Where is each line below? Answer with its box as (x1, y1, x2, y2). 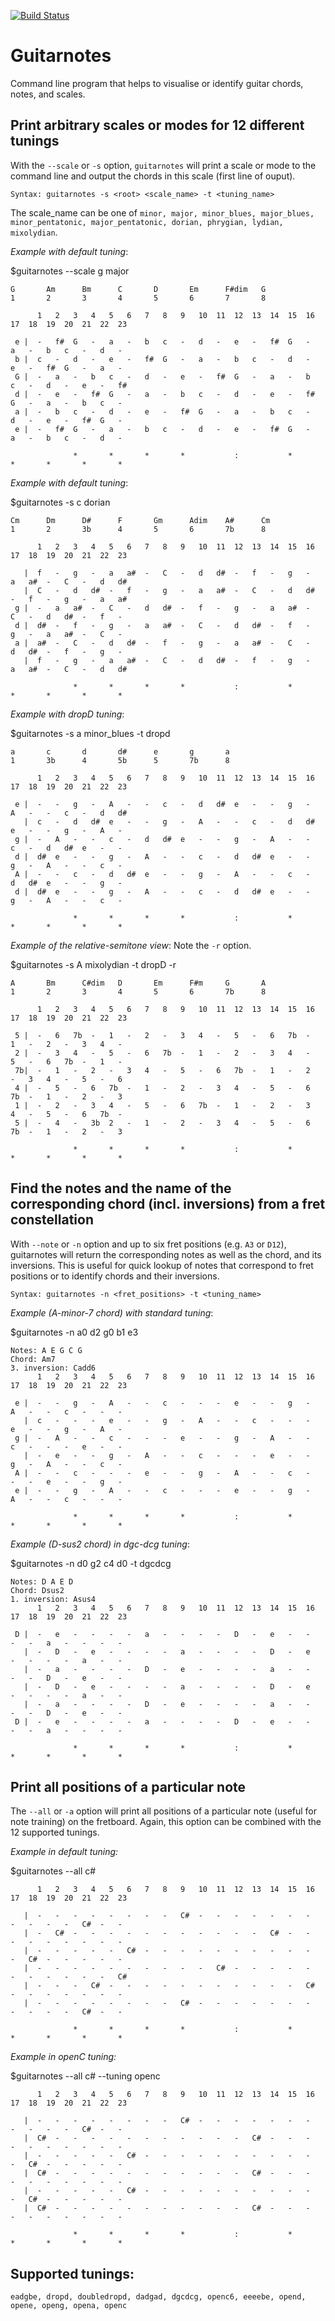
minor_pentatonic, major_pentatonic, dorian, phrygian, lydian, (10, 217, 284, 227)
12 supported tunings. (10, 1826, 100, 1839)
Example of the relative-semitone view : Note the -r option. (10, 939, 252, 951)
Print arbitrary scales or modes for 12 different (10, 117, 305, 134)
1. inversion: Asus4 (10, 1594, 97, 1604)
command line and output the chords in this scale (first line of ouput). (10, 170, 296, 182)
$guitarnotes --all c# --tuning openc (10, 2070, 161, 2082)
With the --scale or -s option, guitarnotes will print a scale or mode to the (10, 159, 317, 171)
